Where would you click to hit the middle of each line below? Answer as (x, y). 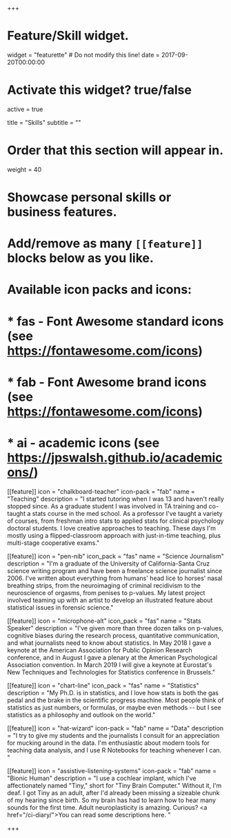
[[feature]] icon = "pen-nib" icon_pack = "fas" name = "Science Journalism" (115, 556)
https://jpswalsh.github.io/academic (115, 458)
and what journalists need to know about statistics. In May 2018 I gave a (109, 643)
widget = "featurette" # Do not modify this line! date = (83, 54)
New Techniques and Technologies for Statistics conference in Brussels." (111, 672)
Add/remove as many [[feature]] (105, 244)
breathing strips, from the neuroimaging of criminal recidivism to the (104, 585)
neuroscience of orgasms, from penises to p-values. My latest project (106, 592)
